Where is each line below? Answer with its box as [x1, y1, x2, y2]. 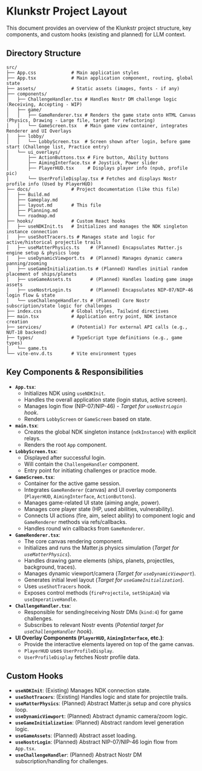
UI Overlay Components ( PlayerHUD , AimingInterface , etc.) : [15, 634, 165, 641]
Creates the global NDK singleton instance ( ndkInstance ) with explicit [24, 428, 197, 435]
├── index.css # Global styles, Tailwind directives [6, 308, 169, 314]
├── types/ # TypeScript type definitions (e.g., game [6, 334, 183, 340]
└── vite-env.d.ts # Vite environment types [6, 350, 137, 357]
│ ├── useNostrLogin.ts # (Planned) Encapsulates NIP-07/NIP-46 [6, 286, 194, 293]
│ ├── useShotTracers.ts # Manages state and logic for [6, 234, 155, 240]
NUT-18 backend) [6, 329, 47, 336]
